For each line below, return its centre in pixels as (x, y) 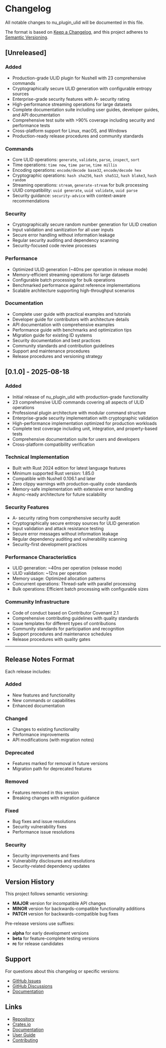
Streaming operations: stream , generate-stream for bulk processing (80, 185)
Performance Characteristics (41, 558)
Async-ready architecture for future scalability (60, 494)
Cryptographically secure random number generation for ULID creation (84, 224)
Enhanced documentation (39, 705)
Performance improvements (41, 735)
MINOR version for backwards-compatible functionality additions (79, 908)
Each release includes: (28, 671)
